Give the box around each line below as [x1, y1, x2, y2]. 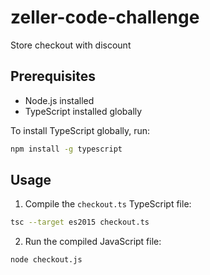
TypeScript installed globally [24, 105, 143, 117]
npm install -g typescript [10, 144, 123, 154]
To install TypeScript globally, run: [10, 124, 151, 136]
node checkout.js [10, 255, 83, 265]
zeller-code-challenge [10, 6, 200, 29]
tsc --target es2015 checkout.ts [10, 217, 150, 228]
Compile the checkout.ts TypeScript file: [24, 198, 192, 210]
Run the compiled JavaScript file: [24, 236, 162, 248]
